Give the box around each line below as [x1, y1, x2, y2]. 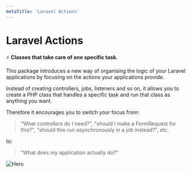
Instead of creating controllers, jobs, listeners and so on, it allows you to [6, 84, 179, 91]
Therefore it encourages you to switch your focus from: [6, 108, 140, 116]
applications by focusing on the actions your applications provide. [6, 73, 165, 80]
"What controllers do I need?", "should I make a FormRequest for [20, 120, 176, 127]
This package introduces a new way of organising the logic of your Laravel [6, 67, 186, 74]
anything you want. [6, 97, 53, 104]
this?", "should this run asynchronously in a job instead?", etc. [20, 126, 169, 133]
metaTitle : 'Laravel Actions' [6, 8, 80, 15]
